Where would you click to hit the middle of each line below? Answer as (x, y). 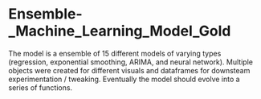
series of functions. (41, 87)
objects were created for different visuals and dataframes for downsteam (129, 70)
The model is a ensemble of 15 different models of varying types (115, 53)
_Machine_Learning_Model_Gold (120, 31)
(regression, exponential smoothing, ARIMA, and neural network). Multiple (130, 62)
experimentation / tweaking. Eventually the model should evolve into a (124, 79)
